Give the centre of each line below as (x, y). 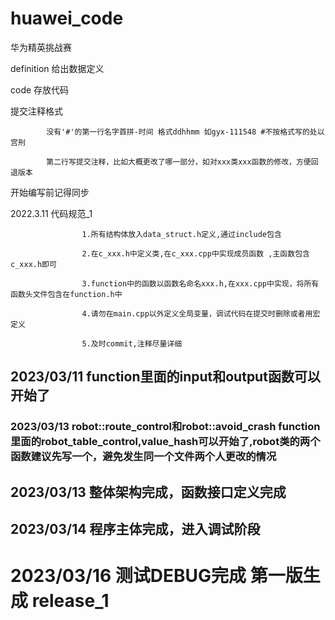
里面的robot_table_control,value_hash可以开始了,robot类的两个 (165, 442)
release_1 (70, 601)
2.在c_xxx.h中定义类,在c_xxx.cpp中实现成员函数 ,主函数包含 (195, 253)
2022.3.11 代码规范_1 (51, 213)
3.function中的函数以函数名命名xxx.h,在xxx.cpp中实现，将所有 (200, 283)
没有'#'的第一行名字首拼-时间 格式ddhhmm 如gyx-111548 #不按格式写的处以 (185, 132)
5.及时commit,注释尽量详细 (132, 343)
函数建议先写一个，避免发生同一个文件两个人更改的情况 (143, 457)
